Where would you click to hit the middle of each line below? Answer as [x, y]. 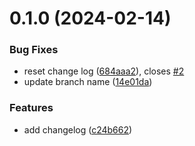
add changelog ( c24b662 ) [78, 129]
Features [31, 108]
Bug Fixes [34, 50]
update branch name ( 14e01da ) [88, 82]
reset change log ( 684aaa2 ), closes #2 [104, 71]
